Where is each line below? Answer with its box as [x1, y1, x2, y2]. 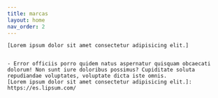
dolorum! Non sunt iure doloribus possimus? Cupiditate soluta [7, 67, 196, 74]
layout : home [7, 17, 45, 24]
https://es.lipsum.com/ [7, 85, 77, 92]
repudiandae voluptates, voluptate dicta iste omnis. [7, 72, 168, 80]
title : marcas [7, 10, 49, 17]
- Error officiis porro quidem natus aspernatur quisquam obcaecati [7, 60, 211, 67]
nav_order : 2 [7, 23, 45, 30]
